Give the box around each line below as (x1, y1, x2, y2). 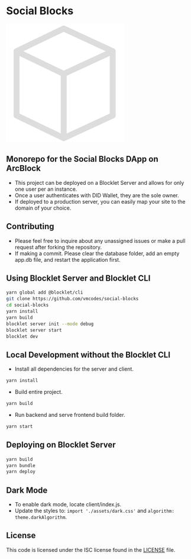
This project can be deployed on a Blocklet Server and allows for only (14, 179, 184, 186)
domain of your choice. (14, 204, 72, 211)
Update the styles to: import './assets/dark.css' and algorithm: (14, 507, 174, 515)
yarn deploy (6, 469, 35, 475)
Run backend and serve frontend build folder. (14, 411, 125, 418)
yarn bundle (6, 462, 35, 468)
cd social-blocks (6, 302, 49, 309)
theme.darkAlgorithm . (14, 513, 67, 521)
